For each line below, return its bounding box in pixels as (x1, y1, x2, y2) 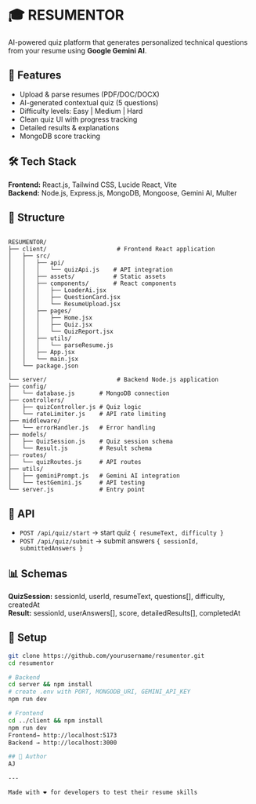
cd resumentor (8, 659, 55, 667)
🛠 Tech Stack (8, 155, 77, 169)
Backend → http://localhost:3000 (8, 739, 117, 747)
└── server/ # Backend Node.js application (8, 376, 219, 384)
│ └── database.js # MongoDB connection (8, 389, 170, 397)
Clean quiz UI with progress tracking (19, 115, 138, 124)
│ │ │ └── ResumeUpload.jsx (8, 300, 121, 309)
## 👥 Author (8, 753, 47, 761)
